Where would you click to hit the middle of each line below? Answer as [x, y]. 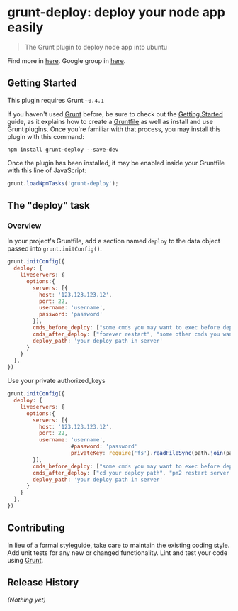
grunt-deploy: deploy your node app [116, 12]
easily [25, 27]
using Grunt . [25, 560]
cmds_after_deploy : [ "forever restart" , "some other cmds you [126, 334]
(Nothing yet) [27, 600]
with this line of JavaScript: [47, 170]
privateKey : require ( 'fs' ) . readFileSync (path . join [147, 453]
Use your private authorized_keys [56, 381]
